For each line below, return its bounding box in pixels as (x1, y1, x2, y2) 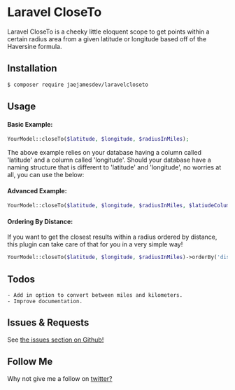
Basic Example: (7, 120, 53, 128)
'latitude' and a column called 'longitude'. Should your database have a (7, 155, 211, 165)
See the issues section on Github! (7, 335, 104, 344)
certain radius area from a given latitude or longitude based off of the (7, 34, 207, 43)
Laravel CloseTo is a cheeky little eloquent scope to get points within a (7, 27, 210, 36)
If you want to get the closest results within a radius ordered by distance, (7, 232, 218, 242)
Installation (7, 62, 57, 74)
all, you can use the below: (7, 171, 85, 179)
